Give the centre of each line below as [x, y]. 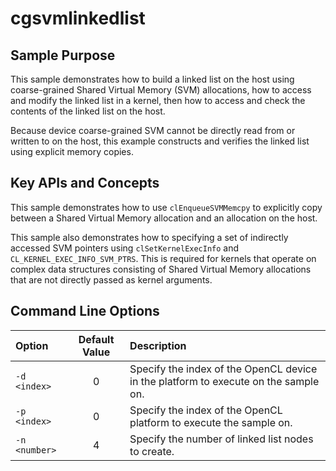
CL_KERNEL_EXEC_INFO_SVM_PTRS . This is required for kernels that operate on [163, 258]
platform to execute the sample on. [211, 422]
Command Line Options [85, 311]
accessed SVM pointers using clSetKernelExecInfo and [125, 248]
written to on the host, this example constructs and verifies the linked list [160, 141]
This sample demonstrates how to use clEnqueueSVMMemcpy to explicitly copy [166, 207]
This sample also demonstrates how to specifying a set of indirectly [149, 237]
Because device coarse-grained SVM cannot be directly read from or [153, 130]
